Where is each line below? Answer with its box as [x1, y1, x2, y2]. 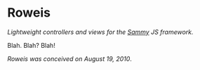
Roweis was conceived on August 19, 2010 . [7, 54, 132, 63]
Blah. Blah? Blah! [7, 41, 56, 49]
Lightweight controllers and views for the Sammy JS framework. [7, 28, 194, 36]
